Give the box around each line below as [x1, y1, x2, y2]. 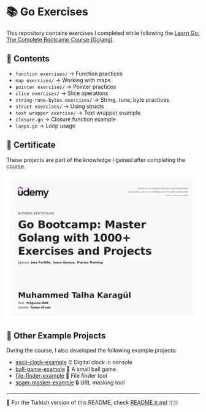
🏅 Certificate [6, 140, 56, 150]
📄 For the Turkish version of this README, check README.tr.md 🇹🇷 [6, 399, 179, 406]
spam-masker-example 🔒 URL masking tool [15, 378, 125, 386]
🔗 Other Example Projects [6, 330, 106, 341]
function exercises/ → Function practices [15, 70, 123, 77]
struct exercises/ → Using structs [15, 102, 104, 110]
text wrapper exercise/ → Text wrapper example [15, 109, 141, 116]
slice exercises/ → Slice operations [15, 90, 109, 97]
